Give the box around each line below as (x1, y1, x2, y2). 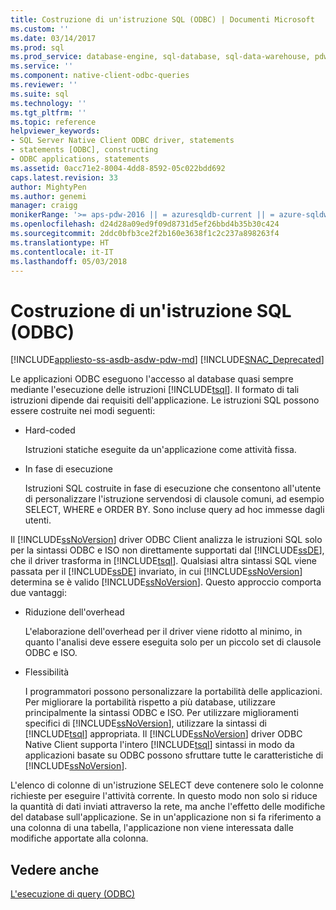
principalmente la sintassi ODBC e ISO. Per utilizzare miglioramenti (24, 707, 299, 719)
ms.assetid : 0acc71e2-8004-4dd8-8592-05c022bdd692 (10, 163, 226, 173)
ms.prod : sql (10, 42, 65, 53)
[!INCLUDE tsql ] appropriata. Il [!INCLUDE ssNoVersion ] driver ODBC (24, 728, 303, 740)
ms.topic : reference (10, 117, 97, 127)
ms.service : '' (10, 61, 74, 71)
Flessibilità (24, 666, 70, 678)
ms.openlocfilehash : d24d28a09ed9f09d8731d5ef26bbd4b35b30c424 (10, 219, 280, 230)
